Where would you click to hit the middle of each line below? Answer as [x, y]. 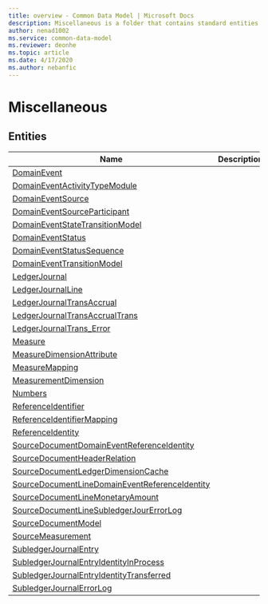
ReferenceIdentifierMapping [65, 419]
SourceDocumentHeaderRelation [74, 458]
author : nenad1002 [39, 30]
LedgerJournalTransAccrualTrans [75, 315]
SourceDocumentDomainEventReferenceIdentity [103, 445]
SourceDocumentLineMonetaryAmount [86, 497]
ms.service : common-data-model [60, 38]
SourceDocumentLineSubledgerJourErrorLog [97, 510]
